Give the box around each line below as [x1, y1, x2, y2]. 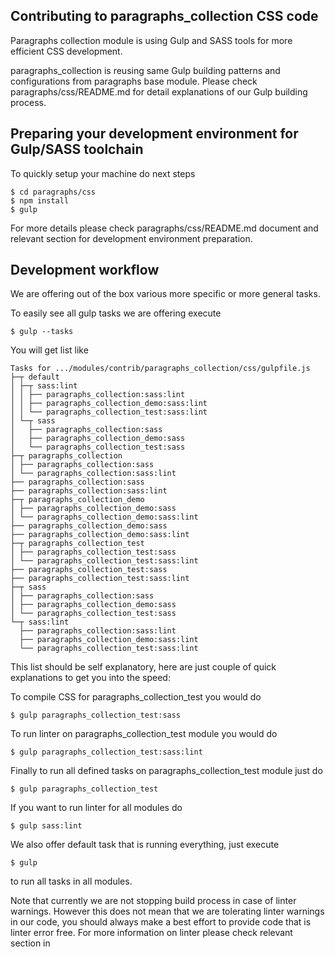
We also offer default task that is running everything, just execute [10, 839, 280, 851]
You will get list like [10, 344, 89, 356]
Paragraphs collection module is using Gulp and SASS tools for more [10, 34, 293, 46]
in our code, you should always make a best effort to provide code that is [10, 916, 312, 928]
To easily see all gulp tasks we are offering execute [10, 307, 222, 319]
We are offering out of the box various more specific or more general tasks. [10, 288, 321, 300]
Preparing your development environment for [10, 125, 299, 143]
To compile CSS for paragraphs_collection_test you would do [10, 691, 262, 703]
